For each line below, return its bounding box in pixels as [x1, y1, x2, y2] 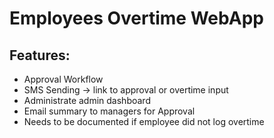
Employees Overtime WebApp [9, 7, 264, 30]
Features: [9, 47, 71, 64]
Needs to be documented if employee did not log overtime [23, 116, 265, 127]
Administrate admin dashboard [23, 95, 151, 106]
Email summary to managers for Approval [23, 105, 196, 117]
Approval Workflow [23, 73, 104, 85]
